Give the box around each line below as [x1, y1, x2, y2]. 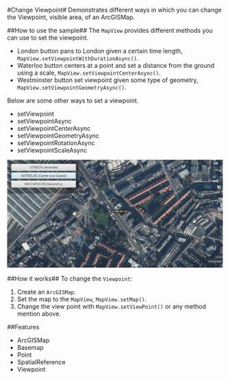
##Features [7, 323, 40, 331]
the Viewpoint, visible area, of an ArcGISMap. [7, 13, 136, 21]
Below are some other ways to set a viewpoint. [7, 97, 139, 105]
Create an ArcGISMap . [16, 288, 77, 296]
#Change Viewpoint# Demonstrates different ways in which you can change [7, 6, 222, 14]
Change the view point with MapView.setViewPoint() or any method [16, 303, 207, 310]
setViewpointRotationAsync [16, 139, 95, 147]
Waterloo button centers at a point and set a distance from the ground [16, 62, 215, 69]
